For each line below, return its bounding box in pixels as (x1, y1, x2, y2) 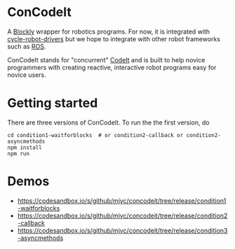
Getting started (7, 95, 98, 111)
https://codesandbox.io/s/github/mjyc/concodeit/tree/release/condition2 (17, 211, 228, 220)
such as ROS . (7, 42, 46, 50)
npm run (7, 150, 30, 157)
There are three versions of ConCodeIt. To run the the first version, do (7, 118, 210, 127)
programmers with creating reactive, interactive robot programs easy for (7, 63, 217, 71)
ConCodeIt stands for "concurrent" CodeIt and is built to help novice (7, 55, 206, 64)
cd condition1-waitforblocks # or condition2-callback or (7, 131, 184, 138)
